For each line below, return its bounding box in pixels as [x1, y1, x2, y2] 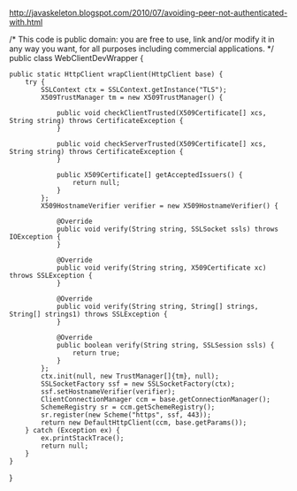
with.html [9, 17, 43, 27]
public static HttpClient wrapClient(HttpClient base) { [9, 70, 224, 79]
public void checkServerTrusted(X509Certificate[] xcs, [56, 140, 267, 149]
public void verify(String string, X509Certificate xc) [56, 264, 267, 272]
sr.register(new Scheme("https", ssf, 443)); [41, 410, 212, 419]
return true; [72, 349, 121, 357]
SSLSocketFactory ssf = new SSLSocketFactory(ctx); [41, 380, 236, 388]
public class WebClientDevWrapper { [9, 53, 144, 63]
